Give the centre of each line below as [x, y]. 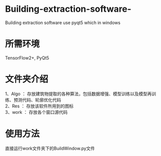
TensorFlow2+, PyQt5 [27, 58]
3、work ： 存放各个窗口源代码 [36, 112]
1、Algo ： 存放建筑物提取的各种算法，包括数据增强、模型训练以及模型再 [79, 94]
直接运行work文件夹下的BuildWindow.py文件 [50, 148]
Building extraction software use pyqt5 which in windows [63, 23]
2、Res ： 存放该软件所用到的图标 [39, 106]
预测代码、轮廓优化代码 [37, 100]
